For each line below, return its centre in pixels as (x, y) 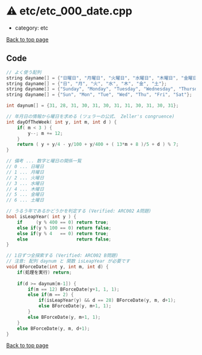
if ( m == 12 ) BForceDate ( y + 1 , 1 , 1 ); (74, 289)
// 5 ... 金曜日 (25, 195)
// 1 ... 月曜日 (25, 172)
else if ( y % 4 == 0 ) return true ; (63, 233)
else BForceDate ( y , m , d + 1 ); (54, 328)
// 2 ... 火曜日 (25, 178)
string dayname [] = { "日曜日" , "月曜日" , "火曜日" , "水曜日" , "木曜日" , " (95, 78)
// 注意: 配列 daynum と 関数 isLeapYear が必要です (68, 261)
